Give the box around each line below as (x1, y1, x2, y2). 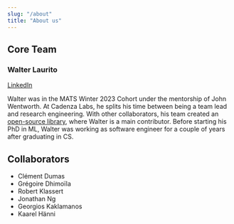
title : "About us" (7, 17, 62, 24)
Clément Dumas (17, 172, 65, 180)
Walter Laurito (7, 65, 58, 75)
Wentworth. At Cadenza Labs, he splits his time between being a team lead (7, 102, 228, 111)
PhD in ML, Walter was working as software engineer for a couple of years (7, 125, 225, 134)
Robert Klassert (17, 187, 64, 196)
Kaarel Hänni (17, 210, 55, 218)
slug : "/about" (7, 10, 53, 18)
